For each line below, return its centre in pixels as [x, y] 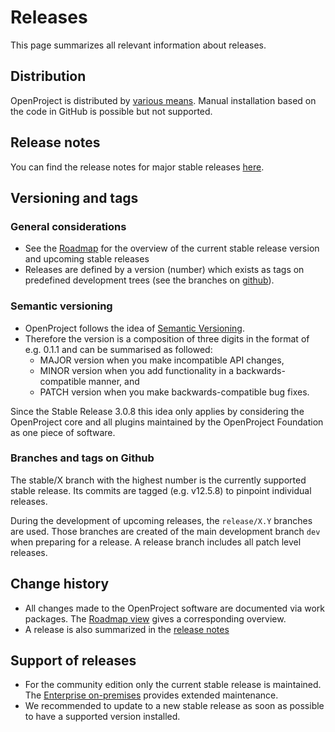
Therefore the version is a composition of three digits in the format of [167, 338]
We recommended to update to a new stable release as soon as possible [174, 706]
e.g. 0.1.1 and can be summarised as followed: [118, 349]
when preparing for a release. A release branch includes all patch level [156, 542]
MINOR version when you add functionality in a [136, 370]
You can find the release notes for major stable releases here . [137, 167]
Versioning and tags [74, 197]
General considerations [68, 226]
